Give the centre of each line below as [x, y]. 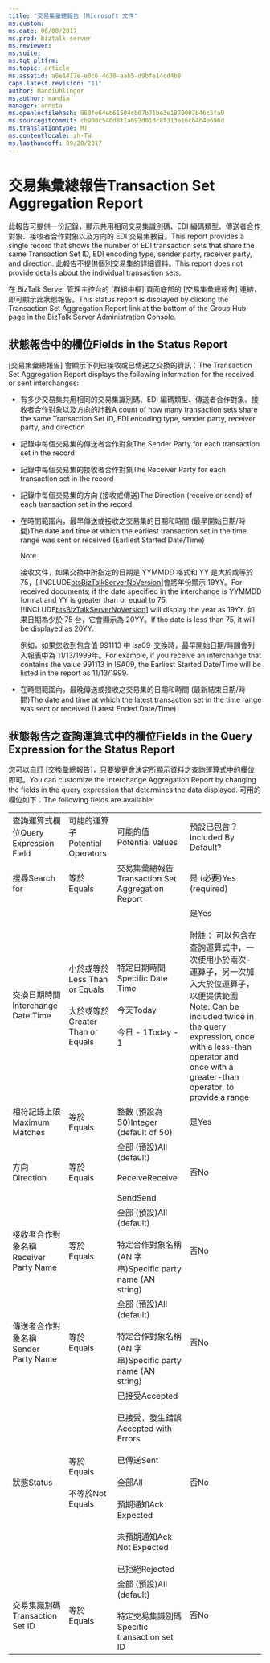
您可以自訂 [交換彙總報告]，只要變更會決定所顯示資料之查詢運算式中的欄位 [132, 769]
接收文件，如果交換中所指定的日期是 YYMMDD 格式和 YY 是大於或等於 [137, 572]
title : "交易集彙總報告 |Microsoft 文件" [73, 16]
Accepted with [145, 1429]
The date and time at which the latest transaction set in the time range [145, 700]
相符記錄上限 [37, 1112]
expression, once [222, 1037]
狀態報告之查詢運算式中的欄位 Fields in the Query [131, 736]
